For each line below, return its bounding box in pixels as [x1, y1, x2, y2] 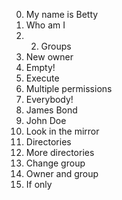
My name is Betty [25, 9, 99, 20]
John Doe [25, 115, 67, 126]
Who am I [25, 19, 66, 31]
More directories [25, 147, 95, 158]
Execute [25, 72, 60, 84]
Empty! [25, 62, 56, 73]
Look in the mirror [25, 125, 100, 137]
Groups [40, 40, 72, 52]
